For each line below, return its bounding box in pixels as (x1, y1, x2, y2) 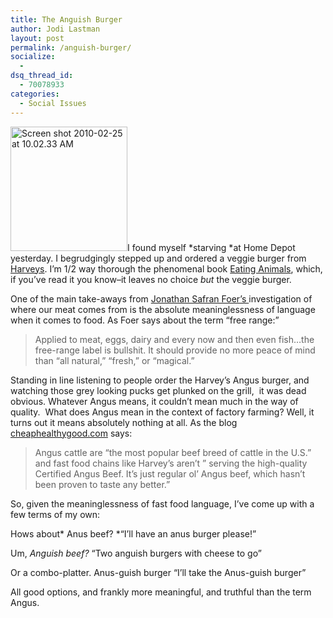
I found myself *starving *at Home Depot (127, 241, 296, 253)
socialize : (10, 52, 56, 62)
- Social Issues (19, 98, 87, 108)
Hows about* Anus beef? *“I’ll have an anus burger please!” (10, 527, 257, 540)
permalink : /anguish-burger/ (10, 42, 132, 53)
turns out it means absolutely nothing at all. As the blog (10, 416, 238, 428)
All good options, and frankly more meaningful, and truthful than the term (10, 586, 312, 598)
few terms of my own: (10, 508, 101, 520)
